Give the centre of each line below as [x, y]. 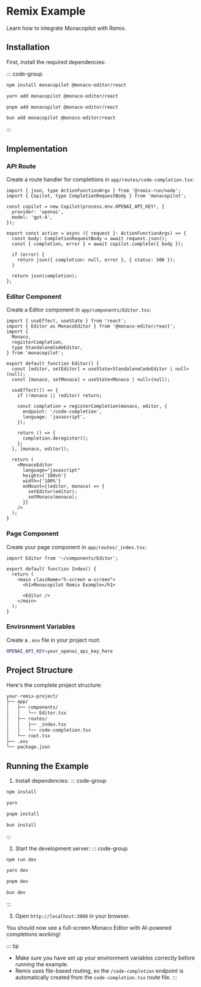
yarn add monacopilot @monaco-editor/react [62, 96]
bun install [21, 825]
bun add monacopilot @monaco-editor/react [61, 118]
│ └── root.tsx [28, 736]
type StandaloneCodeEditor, [48, 348]
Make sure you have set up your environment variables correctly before [105, 958]
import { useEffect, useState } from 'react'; [66, 321]
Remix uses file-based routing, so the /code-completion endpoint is [99, 971]
